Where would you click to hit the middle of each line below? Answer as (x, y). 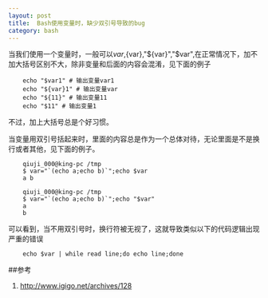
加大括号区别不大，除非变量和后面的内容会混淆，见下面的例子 (110, 64)
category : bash (33, 30)
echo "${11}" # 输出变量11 (65, 98)
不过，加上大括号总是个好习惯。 (61, 122)
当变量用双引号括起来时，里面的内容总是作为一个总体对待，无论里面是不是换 (134, 139)
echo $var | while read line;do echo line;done (103, 254)
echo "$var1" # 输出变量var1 (69, 81)
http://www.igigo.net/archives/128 (76, 286)
